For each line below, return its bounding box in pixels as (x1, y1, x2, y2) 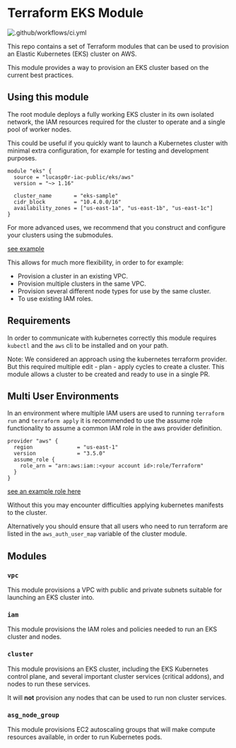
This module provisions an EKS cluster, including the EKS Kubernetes (7, 665, 209, 673)
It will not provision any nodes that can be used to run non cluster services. (7, 693, 227, 701)
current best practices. (7, 71, 74, 79)
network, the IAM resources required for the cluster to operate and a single (7, 117, 226, 126)
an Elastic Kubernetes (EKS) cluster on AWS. (7, 49, 137, 58)
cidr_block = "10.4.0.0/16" (13, 198, 122, 206)
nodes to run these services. (7, 679, 90, 688)
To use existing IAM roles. (17, 294, 93, 303)
